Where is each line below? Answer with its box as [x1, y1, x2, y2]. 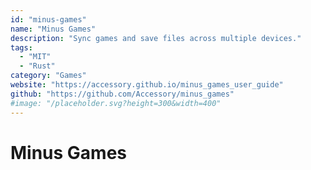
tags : [10, 42, 33, 53]
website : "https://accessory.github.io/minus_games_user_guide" [10, 80, 284, 90]
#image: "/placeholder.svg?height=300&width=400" [10, 98, 222, 108]
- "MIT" [19, 52, 52, 62]
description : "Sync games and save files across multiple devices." [10, 33, 302, 43]
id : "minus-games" [10, 14, 87, 25]
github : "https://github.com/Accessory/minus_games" [10, 89, 235, 99]
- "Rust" [19, 61, 56, 71]
